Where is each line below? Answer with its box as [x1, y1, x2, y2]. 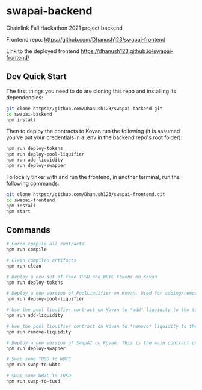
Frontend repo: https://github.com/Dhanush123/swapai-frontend [6, 36, 166, 43]
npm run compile [6, 247, 47, 253]
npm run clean [6, 263, 42, 269]
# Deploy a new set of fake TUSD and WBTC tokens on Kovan [6, 274, 158, 280]
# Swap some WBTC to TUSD [6, 373, 71, 379]
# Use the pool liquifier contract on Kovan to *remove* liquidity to [6, 323, 187, 329]
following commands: [6, 180, 60, 187]
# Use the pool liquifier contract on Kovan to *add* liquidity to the [6, 307, 189, 313]
